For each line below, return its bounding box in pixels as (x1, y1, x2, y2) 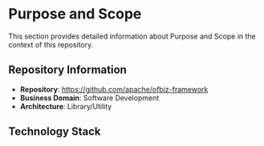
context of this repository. (8, 39, 94, 49)
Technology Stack (8, 125, 101, 139)
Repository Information (8, 63, 127, 77)
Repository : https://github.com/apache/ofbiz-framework (19, 84, 209, 94)
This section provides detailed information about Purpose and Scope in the (8, 31, 257, 41)
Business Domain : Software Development (19, 93, 160, 103)
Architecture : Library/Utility (19, 101, 112, 111)
